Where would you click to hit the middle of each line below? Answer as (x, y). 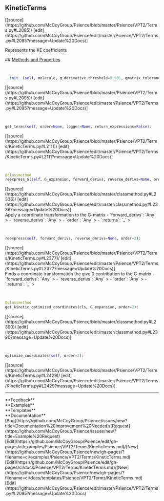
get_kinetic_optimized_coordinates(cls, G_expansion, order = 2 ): (72, 307)
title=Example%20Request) (32, 436)
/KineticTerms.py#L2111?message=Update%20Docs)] (59, 156)
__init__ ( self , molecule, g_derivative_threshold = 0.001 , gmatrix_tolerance (84, 78)
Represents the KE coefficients (36, 50)
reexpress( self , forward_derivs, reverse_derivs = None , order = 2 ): (73, 239)
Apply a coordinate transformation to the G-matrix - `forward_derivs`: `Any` (81, 215)
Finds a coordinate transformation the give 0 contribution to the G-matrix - (80, 274)
